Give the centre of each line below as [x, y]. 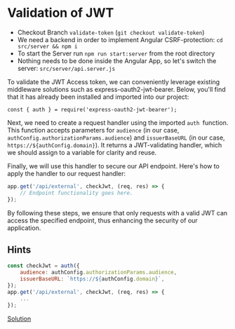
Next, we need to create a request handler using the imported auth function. [118, 122]
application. [24, 228]
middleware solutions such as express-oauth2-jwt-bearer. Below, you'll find [116, 89]
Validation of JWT [61, 13]
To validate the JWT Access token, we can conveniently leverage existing [114, 81]
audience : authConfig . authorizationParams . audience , [99, 273]
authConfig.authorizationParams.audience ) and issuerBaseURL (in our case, [116, 137]
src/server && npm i [47, 46]
